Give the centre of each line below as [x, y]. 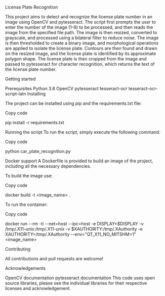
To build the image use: [29, 176]
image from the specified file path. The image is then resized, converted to [81, 32]
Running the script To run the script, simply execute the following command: [83, 132]
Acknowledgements [25, 268]
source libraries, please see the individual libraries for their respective [76, 283]
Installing [36, 94]
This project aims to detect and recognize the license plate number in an [79, 17]
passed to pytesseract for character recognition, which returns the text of [80, 64]
